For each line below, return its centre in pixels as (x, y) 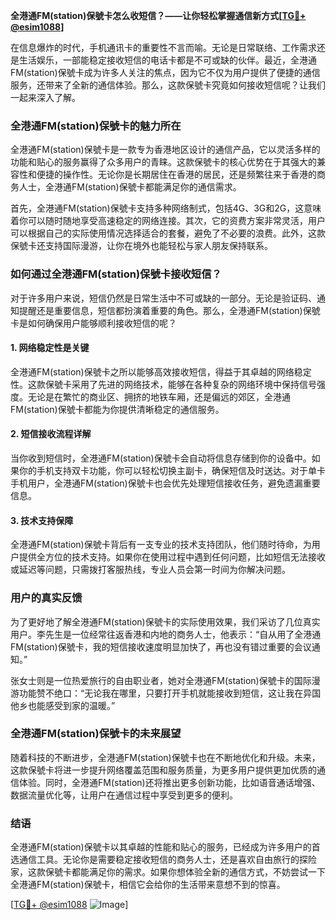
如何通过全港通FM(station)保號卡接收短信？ (116, 274)
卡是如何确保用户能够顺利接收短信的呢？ (93, 323)
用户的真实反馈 (46, 598)
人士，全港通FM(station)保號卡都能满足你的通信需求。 (130, 187)
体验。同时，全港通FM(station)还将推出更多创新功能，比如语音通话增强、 (169, 782)
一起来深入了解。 (45, 97)
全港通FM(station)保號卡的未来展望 (96, 734)
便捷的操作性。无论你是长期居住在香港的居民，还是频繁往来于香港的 (176, 175)
